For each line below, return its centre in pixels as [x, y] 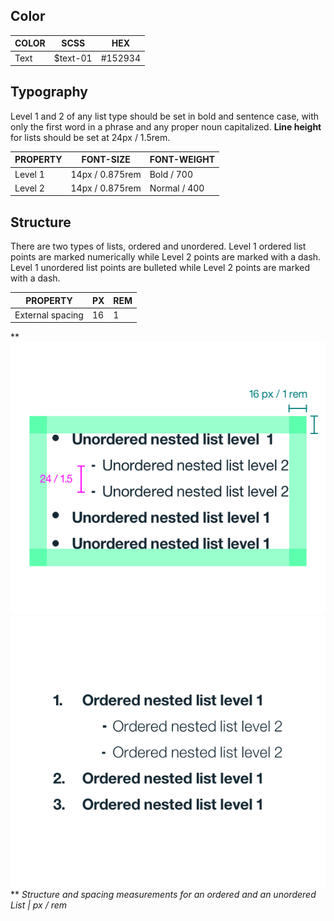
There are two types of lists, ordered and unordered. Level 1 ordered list [158, 246]
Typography [49, 92]
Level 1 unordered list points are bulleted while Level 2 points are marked [160, 268]
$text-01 [73, 58]
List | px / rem [39, 905]
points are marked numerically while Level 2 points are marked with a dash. [166, 257]
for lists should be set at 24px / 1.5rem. [90, 137]
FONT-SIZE [106, 160]
